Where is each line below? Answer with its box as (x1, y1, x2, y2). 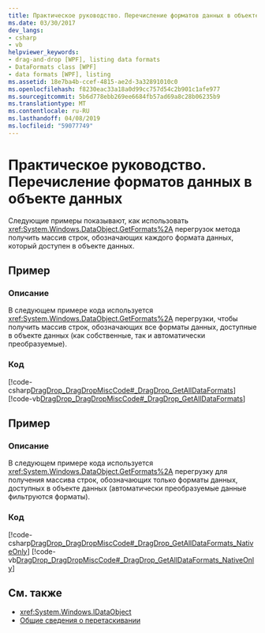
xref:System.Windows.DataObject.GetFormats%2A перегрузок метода (8, 224, 241, 233)
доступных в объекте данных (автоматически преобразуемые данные (8, 483, 247, 493)
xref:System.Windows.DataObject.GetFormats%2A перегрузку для (8, 467, 228, 476)
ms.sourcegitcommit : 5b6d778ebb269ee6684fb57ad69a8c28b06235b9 (8, 93, 221, 100)
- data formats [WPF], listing (8, 70, 111, 78)
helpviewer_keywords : (8, 48, 80, 56)
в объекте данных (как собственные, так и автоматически (8, 331, 206, 340)
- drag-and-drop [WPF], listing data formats (8, 56, 160, 64)
